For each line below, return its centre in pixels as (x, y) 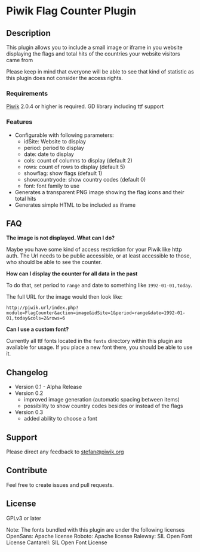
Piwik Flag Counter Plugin (71, 11)
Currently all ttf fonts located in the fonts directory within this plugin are (94, 341)
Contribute (27, 470)
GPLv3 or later (24, 518)
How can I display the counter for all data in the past (72, 274)
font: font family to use (51, 186)
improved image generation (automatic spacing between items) (102, 400)
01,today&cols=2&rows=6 (36, 318)
